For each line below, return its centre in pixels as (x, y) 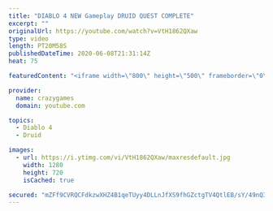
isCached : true (49, 180)
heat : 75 (23, 62)
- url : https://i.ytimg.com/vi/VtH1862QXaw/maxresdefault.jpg (123, 157)
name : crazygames (45, 98)
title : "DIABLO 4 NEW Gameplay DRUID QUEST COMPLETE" (102, 16)
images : (22, 150)
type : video (28, 39)
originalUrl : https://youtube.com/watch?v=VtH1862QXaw (103, 31)
